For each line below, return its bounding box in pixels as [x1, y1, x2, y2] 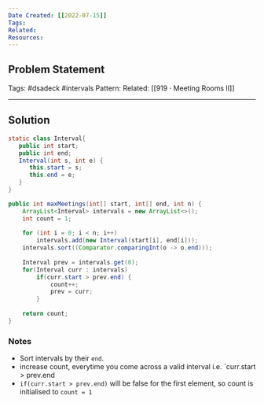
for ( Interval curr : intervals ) [22, 265, 128, 274]
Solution [8, 113, 50, 127]
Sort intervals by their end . [19, 353, 104, 363]
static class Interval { [8, 135, 86, 142]
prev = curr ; [49, 288, 93, 296]
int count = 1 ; [22, 214, 72, 223]
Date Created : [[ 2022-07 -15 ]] [8, 11, 108, 20]
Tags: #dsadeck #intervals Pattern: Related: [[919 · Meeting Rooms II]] [8, 83, 235, 93]
